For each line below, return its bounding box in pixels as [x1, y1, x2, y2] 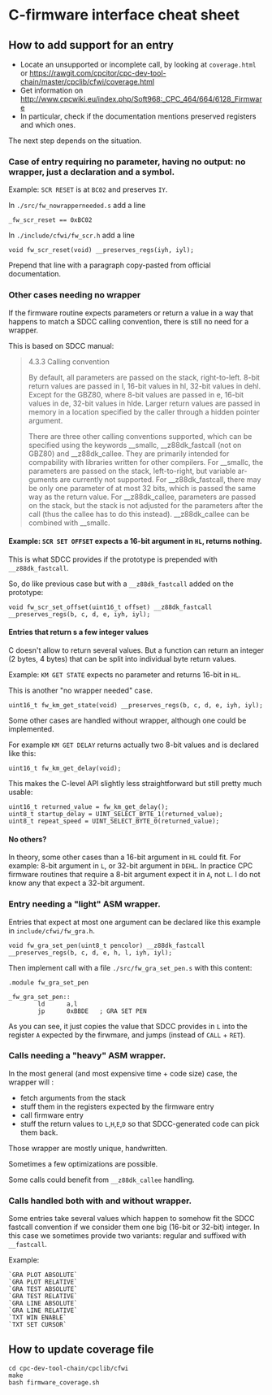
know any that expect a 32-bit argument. [8, 878, 145, 888]
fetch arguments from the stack [19, 1093, 126, 1102]
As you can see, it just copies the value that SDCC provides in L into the [8, 1021, 248, 1031]
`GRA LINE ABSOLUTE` [8, 1299, 79, 1308]
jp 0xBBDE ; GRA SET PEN [37, 1006, 148, 1015]
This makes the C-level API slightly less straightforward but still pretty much [8, 779, 262, 788]
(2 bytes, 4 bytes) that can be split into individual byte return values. [8, 654, 237, 663]
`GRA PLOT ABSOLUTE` [8, 1271, 79, 1280]
